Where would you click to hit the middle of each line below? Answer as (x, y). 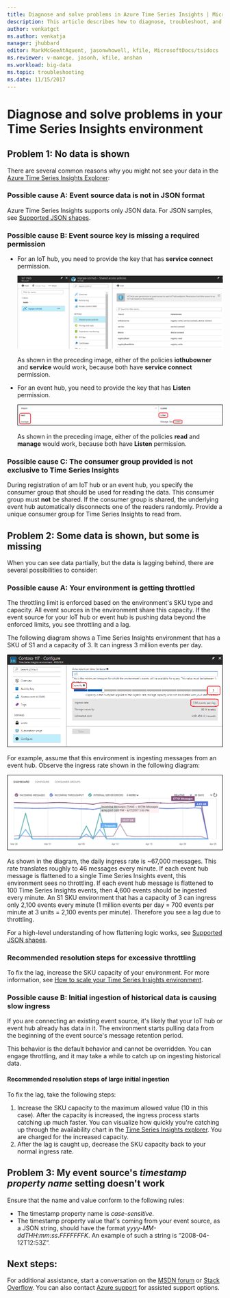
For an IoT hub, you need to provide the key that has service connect (115, 259)
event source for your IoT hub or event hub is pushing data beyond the (107, 617)
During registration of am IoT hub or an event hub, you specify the (100, 485)
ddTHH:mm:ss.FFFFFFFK (53, 1235)
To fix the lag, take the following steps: (62, 1094)
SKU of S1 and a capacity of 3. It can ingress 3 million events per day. (105, 645)
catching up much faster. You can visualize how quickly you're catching (118, 1122)
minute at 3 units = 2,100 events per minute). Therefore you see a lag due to (114, 912)
